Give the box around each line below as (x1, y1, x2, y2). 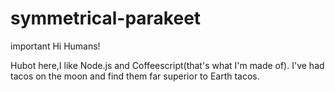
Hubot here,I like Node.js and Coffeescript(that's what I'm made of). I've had (10, 59, 325, 71)
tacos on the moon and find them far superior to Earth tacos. (10, 70, 260, 82)
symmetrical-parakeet (10, 7, 202, 30)
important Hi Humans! (10, 40, 101, 52)
